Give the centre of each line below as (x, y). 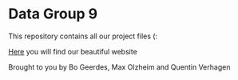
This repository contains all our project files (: (83, 36)
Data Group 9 (53, 14)
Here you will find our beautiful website (73, 51)
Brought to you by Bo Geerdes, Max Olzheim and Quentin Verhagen (119, 67)
